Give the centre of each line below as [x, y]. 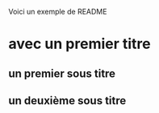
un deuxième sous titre [67, 101]
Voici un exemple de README [58, 12]
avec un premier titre [79, 44]
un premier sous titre [62, 73]
